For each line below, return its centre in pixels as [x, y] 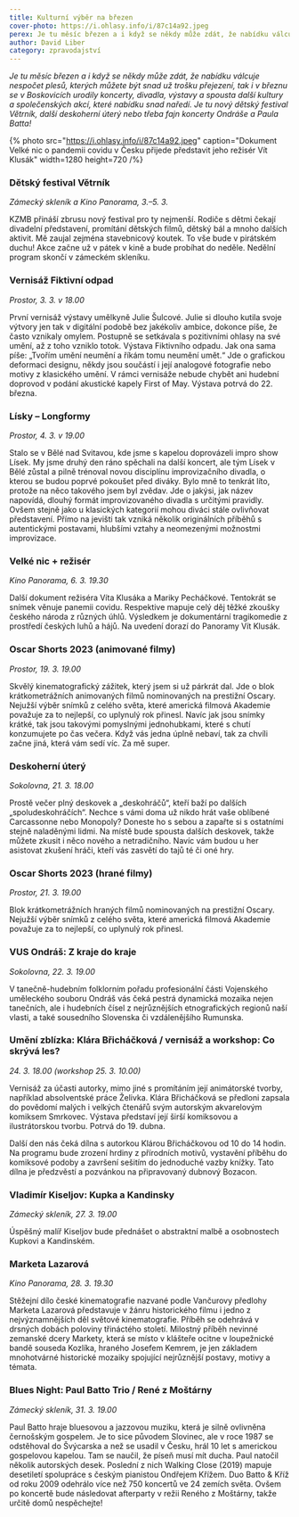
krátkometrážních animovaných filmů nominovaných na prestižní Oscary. [142, 696]
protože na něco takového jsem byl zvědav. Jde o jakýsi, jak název [131, 491]
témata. [23, 1367]
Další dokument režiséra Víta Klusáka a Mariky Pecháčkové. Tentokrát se [143, 598]
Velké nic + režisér [50, 561]
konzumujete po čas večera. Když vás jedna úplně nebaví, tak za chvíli [139, 733]
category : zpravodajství [55, 51]
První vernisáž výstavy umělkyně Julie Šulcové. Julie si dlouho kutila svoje [145, 317]
